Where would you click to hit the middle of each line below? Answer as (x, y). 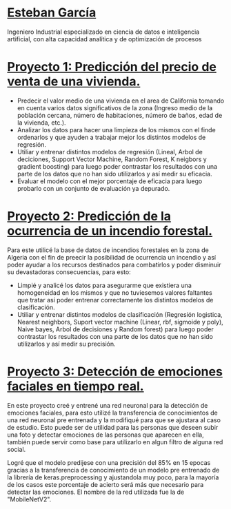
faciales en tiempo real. (76, 386)
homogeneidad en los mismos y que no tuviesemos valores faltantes (114, 292)
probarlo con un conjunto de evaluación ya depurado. (93, 188)
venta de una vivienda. (74, 82)
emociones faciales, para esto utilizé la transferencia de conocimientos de (113, 413)
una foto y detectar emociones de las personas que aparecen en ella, (106, 435)
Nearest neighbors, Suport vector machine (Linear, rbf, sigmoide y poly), (120, 322)
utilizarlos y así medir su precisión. (66, 344)
